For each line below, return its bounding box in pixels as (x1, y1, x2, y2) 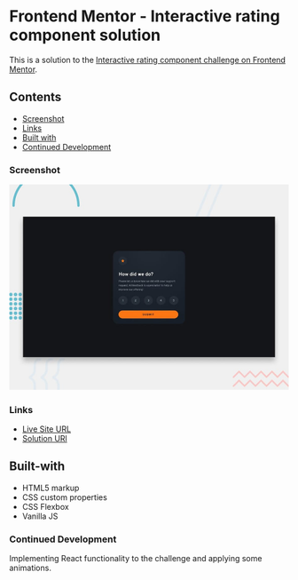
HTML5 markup (21, 482, 80, 493)
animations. (9, 562, 51, 574)
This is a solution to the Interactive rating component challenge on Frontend (9, 54, 286, 65)
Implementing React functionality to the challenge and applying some (9, 553, 263, 564)
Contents (9, 90, 62, 105)
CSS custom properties (21, 491, 108, 503)
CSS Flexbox (21, 501, 69, 512)
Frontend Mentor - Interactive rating (9, 6, 281, 27)
